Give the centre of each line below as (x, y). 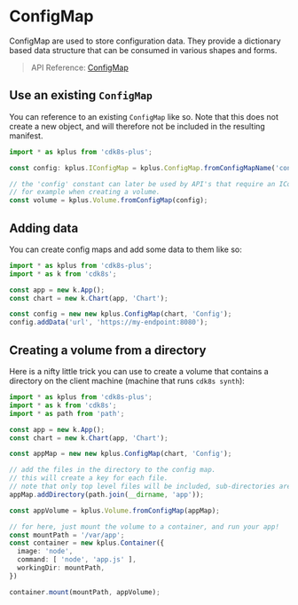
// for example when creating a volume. (85, 192)
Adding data (44, 228)
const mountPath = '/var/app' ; (67, 535)
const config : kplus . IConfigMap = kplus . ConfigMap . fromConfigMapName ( (142, 168)
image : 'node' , (45, 552)
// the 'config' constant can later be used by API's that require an (142, 184)
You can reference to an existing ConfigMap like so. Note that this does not (144, 116)
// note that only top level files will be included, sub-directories (142, 486)
